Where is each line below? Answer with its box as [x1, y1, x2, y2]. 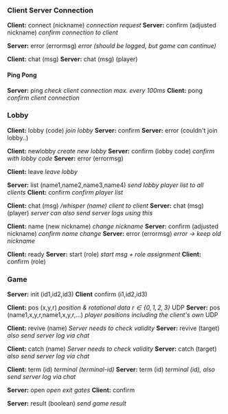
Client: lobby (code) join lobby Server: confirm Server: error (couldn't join [7, 126, 218, 134]
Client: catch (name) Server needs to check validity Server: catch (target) [7, 345, 218, 353]
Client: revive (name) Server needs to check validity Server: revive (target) [7, 324, 220, 332]
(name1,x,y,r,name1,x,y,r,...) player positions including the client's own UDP [7, 311, 218, 319]
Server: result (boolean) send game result [7, 400, 127, 408]
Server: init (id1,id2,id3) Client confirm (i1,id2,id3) [7, 290, 148, 298]
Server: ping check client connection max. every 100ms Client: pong [7, 86, 203, 94]
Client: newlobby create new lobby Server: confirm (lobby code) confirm [7, 146, 215, 155]
